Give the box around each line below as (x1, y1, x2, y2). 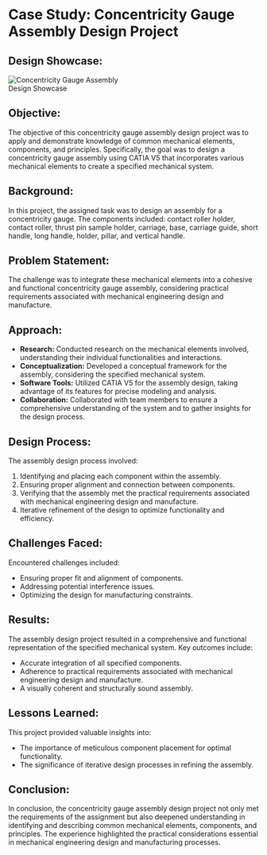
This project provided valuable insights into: (8, 727, 152, 737)
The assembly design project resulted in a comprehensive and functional (8, 634, 247, 644)
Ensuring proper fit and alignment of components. (19, 573, 184, 582)
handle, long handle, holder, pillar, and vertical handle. (8, 230, 185, 240)
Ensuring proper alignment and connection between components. (19, 480, 236, 489)
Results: (8, 613, 50, 627)
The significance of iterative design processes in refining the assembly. (19, 760, 254, 769)
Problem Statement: (8, 254, 110, 268)
